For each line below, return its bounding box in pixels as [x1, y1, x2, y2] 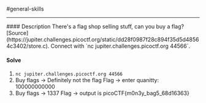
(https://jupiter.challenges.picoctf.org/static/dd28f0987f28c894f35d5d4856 [6, 36, 199, 43]
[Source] [6, 29, 29, 36]
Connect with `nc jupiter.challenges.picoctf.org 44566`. [50, 42, 191, 50]
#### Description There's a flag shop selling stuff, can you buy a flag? [6, 23, 185, 30]
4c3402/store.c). [6, 42, 50, 50]
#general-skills [6, 6, 44, 12]
